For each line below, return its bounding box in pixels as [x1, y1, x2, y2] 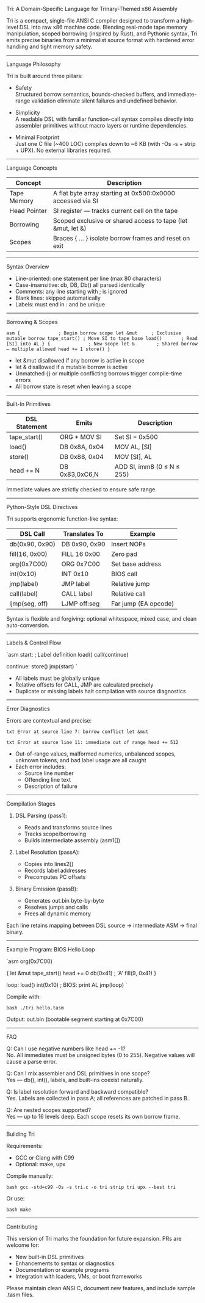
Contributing [6, 1223, 38, 1230]
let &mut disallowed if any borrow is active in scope [15, 357, 145, 364]
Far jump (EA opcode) [111, 599, 174, 608]
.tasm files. [6, 1291, 34, 1298]
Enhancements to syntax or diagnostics [15, 1260, 115, 1267]
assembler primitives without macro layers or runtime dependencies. [15, 122, 188, 129]
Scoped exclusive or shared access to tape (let [52, 217, 188, 225]
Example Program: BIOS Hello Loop [6, 946, 96, 953]
